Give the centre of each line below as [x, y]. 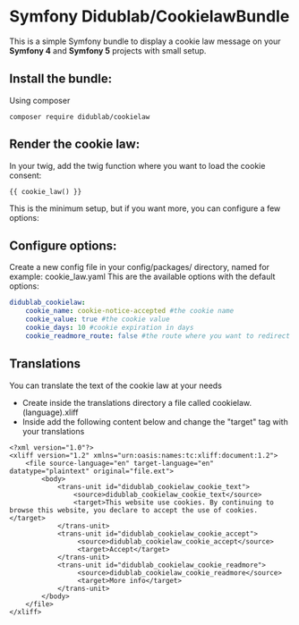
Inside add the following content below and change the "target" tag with [155, 421]
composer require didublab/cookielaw [80, 117]
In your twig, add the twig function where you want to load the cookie [137, 165]
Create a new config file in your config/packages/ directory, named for [140, 267]
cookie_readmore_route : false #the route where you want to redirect [158, 336]
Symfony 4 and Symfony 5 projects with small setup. [108, 50]
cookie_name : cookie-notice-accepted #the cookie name [130, 311]
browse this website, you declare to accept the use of [115, 510]
